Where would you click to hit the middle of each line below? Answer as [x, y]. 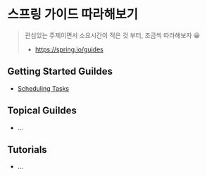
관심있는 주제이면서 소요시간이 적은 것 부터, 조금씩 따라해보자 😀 [112, 35]
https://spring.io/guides [69, 49]
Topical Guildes [42, 111]
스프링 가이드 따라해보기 [73, 14]
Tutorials [27, 150]
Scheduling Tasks [43, 88]
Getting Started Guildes [60, 71]
